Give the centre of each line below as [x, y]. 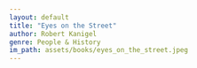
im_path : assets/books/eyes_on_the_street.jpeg [99, 50]
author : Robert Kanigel [53, 34]
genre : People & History [55, 42]
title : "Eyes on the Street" [63, 26]
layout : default [39, 17]
